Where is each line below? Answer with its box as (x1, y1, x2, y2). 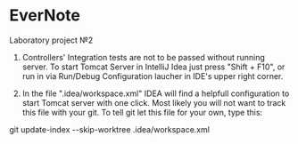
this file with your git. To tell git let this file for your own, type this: (21, 107, 263, 117)
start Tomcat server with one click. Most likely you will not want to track (21, 97, 286, 108)
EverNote (9, 5, 80, 26)
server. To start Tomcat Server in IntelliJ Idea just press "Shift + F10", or (21, 61, 286, 72)
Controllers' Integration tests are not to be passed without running (21, 52, 266, 62)
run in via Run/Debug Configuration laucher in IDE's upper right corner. (21, 70, 284, 81)
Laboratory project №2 (9, 35, 94, 45)
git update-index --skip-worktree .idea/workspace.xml (9, 124, 210, 134)
